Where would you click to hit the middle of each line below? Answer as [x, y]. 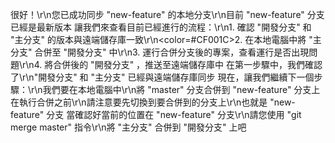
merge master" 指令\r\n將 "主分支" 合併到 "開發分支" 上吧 [128, 127]
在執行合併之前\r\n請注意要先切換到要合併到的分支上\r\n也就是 [139, 102]
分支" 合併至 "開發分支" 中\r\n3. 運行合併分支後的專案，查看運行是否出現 [160, 52]
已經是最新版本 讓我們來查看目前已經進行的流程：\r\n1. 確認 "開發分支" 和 [161, 27]
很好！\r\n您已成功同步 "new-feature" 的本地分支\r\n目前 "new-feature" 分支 [167, 14]
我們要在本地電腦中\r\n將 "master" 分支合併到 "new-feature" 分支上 [181, 89]
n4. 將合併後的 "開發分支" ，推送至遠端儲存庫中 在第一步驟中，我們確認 [175, 64]
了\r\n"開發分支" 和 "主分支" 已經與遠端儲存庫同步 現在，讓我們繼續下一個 [162, 77]
